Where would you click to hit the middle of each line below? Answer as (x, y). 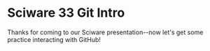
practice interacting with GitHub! (54, 39)
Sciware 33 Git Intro (66, 13)
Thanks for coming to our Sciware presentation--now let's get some (105, 32)
